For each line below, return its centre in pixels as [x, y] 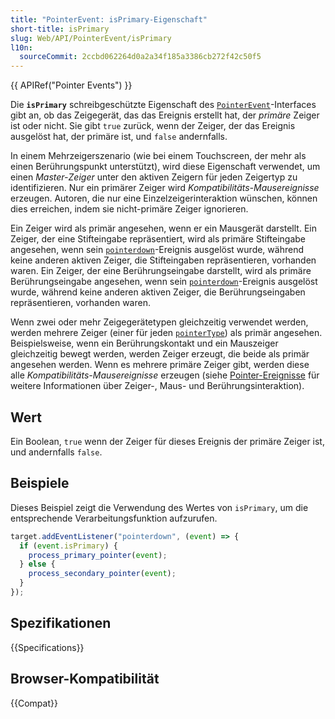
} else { [37, 564]
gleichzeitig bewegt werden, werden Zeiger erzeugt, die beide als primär [160, 354]
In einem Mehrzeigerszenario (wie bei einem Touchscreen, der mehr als [158, 156]
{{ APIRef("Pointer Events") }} [71, 85]
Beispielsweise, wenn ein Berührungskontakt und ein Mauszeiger [144, 343]
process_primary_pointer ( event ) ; [98, 555]
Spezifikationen [61, 623]
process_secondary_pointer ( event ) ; [102, 574]
